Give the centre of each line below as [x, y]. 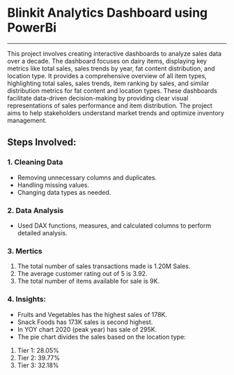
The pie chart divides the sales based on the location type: [101, 337]
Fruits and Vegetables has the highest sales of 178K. [92, 314]
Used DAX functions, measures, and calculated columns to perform [114, 226]
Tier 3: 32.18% [38, 365]
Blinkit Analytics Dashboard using [108, 13]
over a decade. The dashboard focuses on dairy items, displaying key [107, 61]
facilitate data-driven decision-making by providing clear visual [98, 98]
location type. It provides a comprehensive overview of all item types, [107, 75]
